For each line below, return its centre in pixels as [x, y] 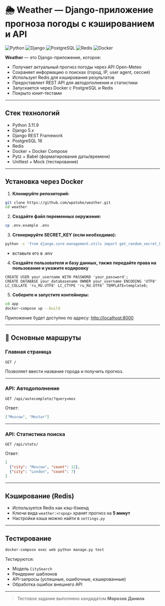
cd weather [16, 207]
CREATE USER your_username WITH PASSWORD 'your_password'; [67, 277]
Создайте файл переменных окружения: [57, 216]
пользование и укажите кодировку [50, 268]
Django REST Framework [37, 135]
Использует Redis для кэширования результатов [63, 77]
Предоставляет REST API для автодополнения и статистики [75, 83]
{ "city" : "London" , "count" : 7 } [43, 471]
